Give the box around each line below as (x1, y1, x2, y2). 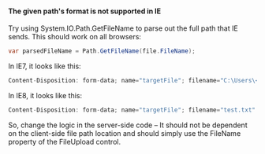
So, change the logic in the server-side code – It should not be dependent (8, 120, 248, 130)
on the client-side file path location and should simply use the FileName (8, 128, 241, 137)
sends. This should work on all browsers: (8, 32, 142, 42)
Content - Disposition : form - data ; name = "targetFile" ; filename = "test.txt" (8, 106, 256, 114)
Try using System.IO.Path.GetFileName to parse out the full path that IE (8, 24, 238, 33)
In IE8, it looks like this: (8, 90, 83, 100)
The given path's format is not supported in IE (8, 6, 162, 16)
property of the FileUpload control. (8, 137, 121, 146)
